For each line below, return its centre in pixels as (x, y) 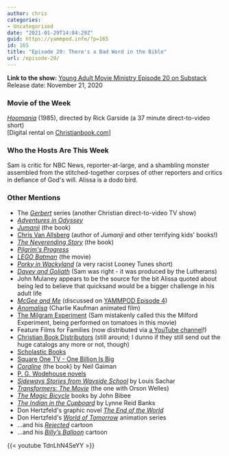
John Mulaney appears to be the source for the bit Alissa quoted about (117, 279)
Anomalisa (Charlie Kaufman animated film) (79, 307)
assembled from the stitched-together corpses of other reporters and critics (115, 173)
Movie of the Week (39, 102)
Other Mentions (34, 198)
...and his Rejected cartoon (55, 424)
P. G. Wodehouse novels (52, 373)
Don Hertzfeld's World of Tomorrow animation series (92, 417)
